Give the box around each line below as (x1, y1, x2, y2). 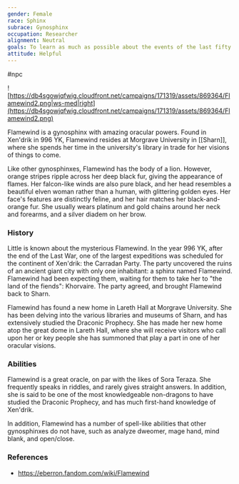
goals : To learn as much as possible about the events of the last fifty (7, 44, 232, 51)
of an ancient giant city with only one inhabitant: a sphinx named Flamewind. (7, 267, 233, 276)
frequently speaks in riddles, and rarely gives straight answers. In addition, (7, 383, 227, 391)
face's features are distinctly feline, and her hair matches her (7, 194, 187, 203)
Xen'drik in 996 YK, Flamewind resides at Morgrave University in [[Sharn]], (7, 135, 227, 143)
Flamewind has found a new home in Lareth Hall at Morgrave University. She (7, 303, 232, 312)
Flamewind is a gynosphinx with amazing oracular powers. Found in (7, 128, 207, 136)
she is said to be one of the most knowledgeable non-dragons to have (7, 390, 214, 399)
